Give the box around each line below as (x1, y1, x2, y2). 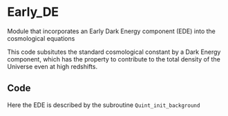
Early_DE (7, 4, 59, 20)
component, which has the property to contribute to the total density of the (7, 55, 221, 63)
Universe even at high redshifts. (7, 62, 98, 70)
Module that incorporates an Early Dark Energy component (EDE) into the (7, 27, 216, 35)
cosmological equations (7, 34, 75, 42)
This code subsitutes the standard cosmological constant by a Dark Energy (7, 48, 221, 56)
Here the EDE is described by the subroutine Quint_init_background (7, 101, 200, 109)
